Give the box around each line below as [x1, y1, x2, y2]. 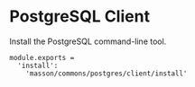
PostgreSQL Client [9, 6, 151, 27]
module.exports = [9, 53, 75, 62]
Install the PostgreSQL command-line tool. [9, 36, 167, 47]
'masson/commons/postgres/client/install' [25, 69, 188, 78]
